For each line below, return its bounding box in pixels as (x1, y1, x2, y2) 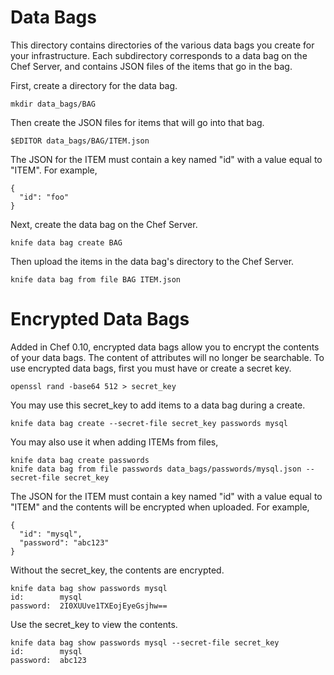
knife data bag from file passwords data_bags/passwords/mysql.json (10, 464, 302, 474)
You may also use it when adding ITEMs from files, (10, 436, 219, 448)
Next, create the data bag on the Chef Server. (10, 218, 198, 230)
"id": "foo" (19, 192, 70, 202)
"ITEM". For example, (10, 164, 98, 176)
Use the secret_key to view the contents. (10, 618, 178, 630)
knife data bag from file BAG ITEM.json (10, 274, 182, 285)
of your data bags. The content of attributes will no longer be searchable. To (10, 351, 325, 363)
